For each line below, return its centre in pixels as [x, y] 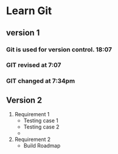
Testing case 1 [41, 121]
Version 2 [24, 100]
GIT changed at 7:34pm [41, 81]
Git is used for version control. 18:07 [59, 50]
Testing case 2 [41, 127]
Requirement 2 [32, 139]
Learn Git [29, 11]
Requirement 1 [32, 114]
